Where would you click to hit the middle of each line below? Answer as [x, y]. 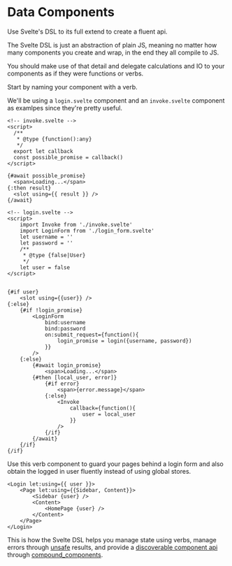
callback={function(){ [103, 408]
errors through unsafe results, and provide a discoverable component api [113, 547]
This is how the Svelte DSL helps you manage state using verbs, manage [112, 539]
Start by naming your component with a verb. [72, 87]
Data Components [61, 12]
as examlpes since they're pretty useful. [65, 108]
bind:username [65, 322]
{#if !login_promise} [51, 310]
